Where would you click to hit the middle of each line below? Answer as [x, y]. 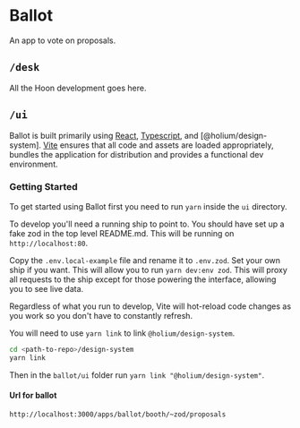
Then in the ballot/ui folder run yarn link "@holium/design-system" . [137, 375]
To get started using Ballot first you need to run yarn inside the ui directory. [148, 206]
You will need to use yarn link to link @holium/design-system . [122, 333]
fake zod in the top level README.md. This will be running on [122, 233]
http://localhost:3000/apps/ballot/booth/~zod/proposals [118, 414]
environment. [34, 164]
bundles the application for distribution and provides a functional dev [137, 154]
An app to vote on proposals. [63, 40]
